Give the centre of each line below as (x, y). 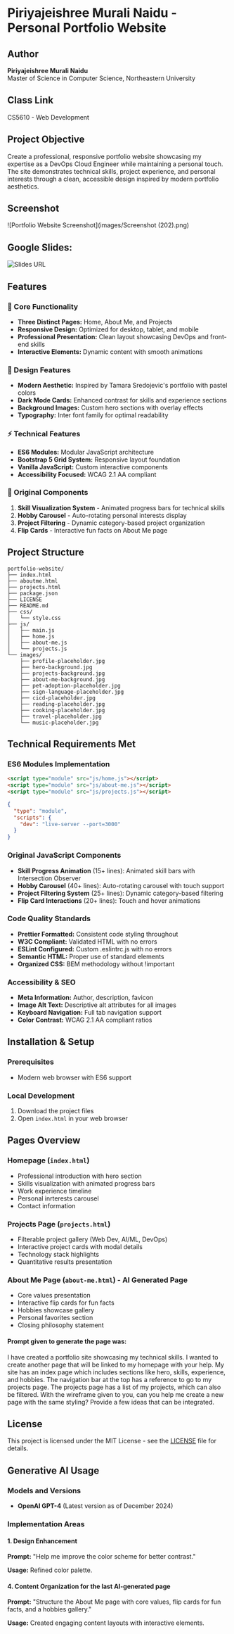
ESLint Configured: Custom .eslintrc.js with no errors (95, 949)
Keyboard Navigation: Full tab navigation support (89, 1013)
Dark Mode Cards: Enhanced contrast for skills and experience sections (122, 400)
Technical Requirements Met (71, 744)
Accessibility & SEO (41, 982)
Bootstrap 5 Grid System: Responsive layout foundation (99, 460)
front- (218, 336)
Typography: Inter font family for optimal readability (93, 415)
